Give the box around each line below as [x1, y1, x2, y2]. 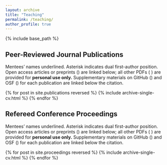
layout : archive [5, 7, 40, 13]
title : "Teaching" [5, 12, 44, 17]
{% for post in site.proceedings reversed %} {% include [5, 149, 122, 155]
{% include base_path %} [5, 36, 59, 42]
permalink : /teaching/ [5, 17, 53, 22]
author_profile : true [5, 21, 51, 27]
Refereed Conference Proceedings [5, 110, 118, 118]
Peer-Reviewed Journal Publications [5, 50, 124, 59]
